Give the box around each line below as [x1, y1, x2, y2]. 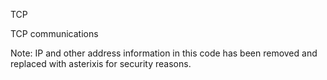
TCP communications [10, 28, 99, 39]
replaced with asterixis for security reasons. [10, 58, 192, 69]
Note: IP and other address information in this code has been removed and [10, 47, 318, 59]
